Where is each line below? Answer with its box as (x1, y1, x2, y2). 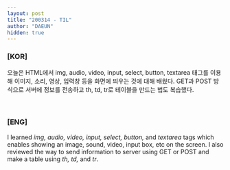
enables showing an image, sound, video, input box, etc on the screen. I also (7, 140, 224, 148)
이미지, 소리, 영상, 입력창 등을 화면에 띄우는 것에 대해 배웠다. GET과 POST (14, 77, 212, 85)
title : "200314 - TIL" (7, 16, 72, 23)
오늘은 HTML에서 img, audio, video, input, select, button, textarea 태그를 (7, 68, 209, 76)
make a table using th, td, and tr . (7, 155, 99, 163)
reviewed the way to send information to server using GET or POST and (7, 147, 209, 156)
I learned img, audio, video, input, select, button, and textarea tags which (7, 133, 214, 141)
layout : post (7, 10, 45, 17)
